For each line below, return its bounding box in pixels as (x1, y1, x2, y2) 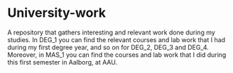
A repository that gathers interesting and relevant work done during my (7, 28, 215, 36)
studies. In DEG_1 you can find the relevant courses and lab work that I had (7, 35, 226, 44)
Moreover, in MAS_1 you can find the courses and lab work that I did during (7, 51, 227, 59)
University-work (7, 5, 107, 21)
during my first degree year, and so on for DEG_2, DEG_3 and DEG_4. (7, 43, 210, 51)
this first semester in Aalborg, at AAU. (7, 58, 118, 66)
